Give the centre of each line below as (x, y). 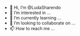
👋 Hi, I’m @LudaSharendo (35, 8)
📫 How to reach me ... (32, 28)
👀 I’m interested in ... (30, 13)
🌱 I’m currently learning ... (35, 18)
